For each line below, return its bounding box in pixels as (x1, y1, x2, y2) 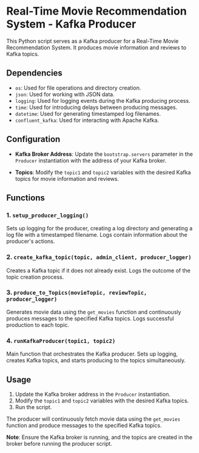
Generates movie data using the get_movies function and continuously (6, 308, 181, 315)
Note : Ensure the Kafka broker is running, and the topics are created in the (6, 434, 193, 441)
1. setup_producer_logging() (6, 211, 89, 219)
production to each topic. (6, 321, 70, 328)
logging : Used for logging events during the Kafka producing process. (15, 97, 191, 104)
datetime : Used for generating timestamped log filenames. (15, 110, 161, 117)
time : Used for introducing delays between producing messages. (15, 104, 178, 111)
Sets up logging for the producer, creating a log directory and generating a (6, 225, 193, 232)
